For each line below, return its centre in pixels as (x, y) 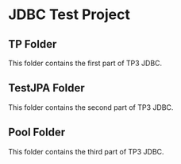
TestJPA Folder (46, 88)
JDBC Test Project (69, 15)
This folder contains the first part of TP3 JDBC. (85, 63)
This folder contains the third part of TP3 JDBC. (86, 151)
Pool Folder (37, 133)
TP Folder (33, 44)
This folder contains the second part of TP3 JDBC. (91, 107)
